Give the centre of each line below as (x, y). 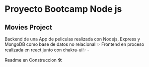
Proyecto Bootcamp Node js (63, 9)
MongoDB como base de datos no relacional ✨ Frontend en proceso (74, 44)
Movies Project (29, 27)
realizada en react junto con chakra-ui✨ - (47, 50)
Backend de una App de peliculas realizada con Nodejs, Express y (72, 39)
